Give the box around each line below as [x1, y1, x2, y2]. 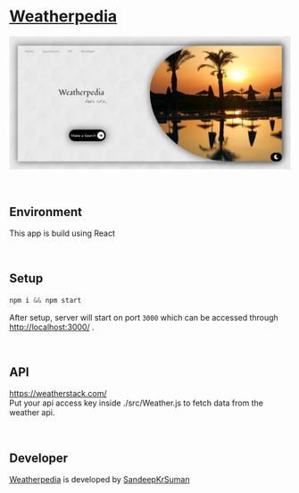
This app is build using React [9, 228, 116, 238]
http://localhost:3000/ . [9, 322, 96, 332]
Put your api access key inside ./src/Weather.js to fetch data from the [9, 397, 263, 408]
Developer [9, 450, 69, 465]
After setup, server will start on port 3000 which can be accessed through [9, 312, 278, 322]
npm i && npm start [9, 296, 82, 305]
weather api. [9, 407, 55, 418]
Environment [9, 204, 83, 220]
